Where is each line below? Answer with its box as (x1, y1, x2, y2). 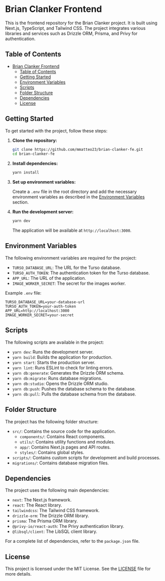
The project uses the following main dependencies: (5, 487, 110, 493)
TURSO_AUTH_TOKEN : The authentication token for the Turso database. (12, 269, 150, 276)
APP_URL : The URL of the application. (12, 275, 86, 281)
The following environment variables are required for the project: (5, 255, 137, 261)
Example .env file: (5, 290, 41, 296)
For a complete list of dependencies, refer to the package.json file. (5, 538, 140, 544)
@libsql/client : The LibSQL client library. (12, 528, 97, 534)
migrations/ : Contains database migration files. (12, 460, 109, 466)
